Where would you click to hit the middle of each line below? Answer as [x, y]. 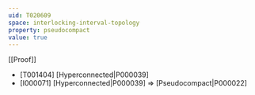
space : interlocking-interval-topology [74, 23]
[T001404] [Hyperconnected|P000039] [84, 75]
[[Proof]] [23, 60]
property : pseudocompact [49, 30]
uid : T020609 [30, 15]
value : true [28, 37]
